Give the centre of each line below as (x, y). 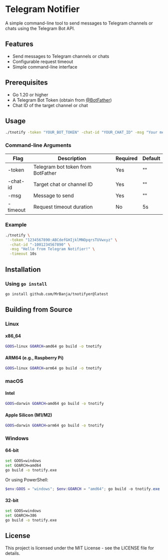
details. (13, 553)
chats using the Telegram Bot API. (40, 28)
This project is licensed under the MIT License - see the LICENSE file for (79, 548)
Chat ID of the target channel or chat (50, 105)
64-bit (12, 450)
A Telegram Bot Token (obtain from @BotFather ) (62, 100)
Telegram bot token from (62, 167)
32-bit (12, 500)
